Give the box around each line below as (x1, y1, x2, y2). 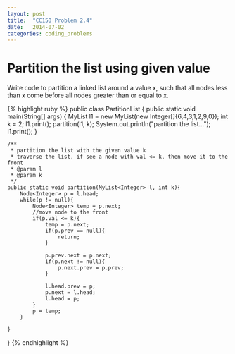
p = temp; (32, 307, 61, 315)
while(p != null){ (20, 197, 74, 204)
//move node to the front (32, 209, 109, 216)
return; (57, 233, 80, 240)
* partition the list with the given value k (10, 147, 146, 154)
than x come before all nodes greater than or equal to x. (7, 91, 169, 99)
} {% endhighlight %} (7, 338, 69, 347)
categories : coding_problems (7, 30, 93, 37)
